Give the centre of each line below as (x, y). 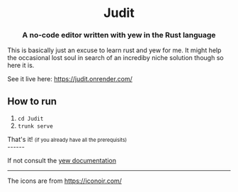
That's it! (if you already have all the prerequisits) (67, 140)
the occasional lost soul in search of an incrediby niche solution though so (116, 58)
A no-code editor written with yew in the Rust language (119, 35)
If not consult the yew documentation (62, 161)
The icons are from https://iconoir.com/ (65, 181)
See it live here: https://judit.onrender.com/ (70, 79)
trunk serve (35, 126)
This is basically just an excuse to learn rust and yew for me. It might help (114, 50)
